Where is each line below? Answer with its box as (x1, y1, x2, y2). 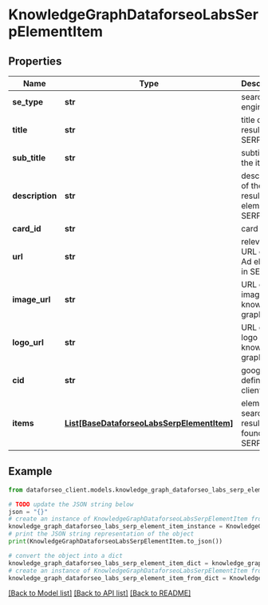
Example (8, 465, 53, 478)
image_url (12, 294, 51, 305)
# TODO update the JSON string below (8, 500, 134, 508)
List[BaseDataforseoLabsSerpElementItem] (64, 417, 234, 429)
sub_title (12, 152, 46, 163)
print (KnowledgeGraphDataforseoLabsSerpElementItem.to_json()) (8, 537, 223, 546)
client (241, 385, 262, 396)
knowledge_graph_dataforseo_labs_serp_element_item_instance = (8, 523, 223, 531)
